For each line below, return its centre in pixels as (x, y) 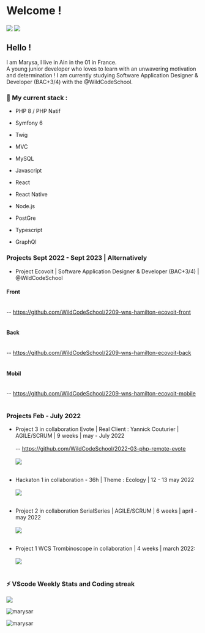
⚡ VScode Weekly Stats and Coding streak (71, 584)
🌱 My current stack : (37, 98)
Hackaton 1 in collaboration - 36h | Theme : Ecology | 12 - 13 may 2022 (105, 480)
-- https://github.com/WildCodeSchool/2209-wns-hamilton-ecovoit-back (99, 352)
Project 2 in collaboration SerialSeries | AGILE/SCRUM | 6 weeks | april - (106, 511)
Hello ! (19, 48)
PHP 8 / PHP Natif (38, 111)
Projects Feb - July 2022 (44, 416)
